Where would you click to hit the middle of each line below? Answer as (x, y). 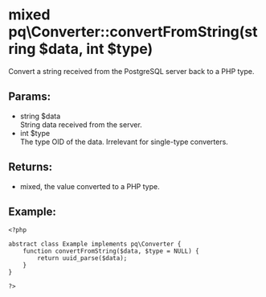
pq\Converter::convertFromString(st (133, 32)
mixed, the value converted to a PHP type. (90, 186)
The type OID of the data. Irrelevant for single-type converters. (124, 142)
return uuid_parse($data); (82, 258)
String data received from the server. (81, 124)
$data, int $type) (96, 49)
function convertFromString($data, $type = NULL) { (111, 251)
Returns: (31, 167)
